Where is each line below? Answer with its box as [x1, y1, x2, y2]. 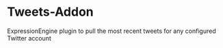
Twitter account [7, 34, 51, 42]
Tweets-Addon [7, 4, 94, 20]
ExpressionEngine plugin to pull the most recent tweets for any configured [7, 27, 217, 35]
